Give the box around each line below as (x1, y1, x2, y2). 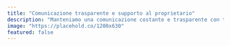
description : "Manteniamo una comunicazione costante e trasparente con (7, 16, 220, 23)
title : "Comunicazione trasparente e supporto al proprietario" (7, 9, 195, 17)
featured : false (7, 28, 54, 36)
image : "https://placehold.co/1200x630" (7, 22, 125, 29)
